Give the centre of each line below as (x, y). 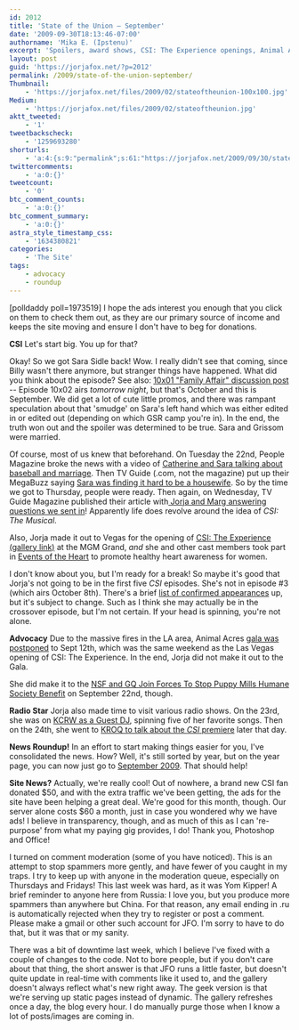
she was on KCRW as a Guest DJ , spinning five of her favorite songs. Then (146, 720)
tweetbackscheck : (41, 134)
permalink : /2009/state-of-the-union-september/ (101, 76)
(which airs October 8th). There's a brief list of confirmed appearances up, (146, 592)
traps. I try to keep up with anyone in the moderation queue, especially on (144, 876)
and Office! (30, 839)
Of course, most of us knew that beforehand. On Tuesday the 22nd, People (147, 454)
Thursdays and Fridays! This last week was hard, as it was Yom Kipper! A (143, 885)
